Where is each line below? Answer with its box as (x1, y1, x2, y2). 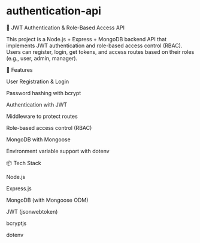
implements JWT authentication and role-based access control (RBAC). (6, 42, 183, 49)
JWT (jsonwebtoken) (6, 208, 58, 215)
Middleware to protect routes (6, 113, 78, 120)
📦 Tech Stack (6, 159, 41, 166)
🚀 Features (6, 66, 33, 73)
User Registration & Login (6, 78, 69, 85)
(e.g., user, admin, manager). (6, 54, 78, 62)
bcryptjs (6, 220, 27, 227)
